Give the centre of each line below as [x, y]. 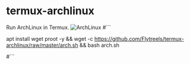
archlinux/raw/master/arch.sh [42, 45]
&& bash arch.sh [99, 45]
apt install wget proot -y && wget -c [50, 39]
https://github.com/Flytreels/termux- [139, 39]
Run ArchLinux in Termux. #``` [59, 27]
